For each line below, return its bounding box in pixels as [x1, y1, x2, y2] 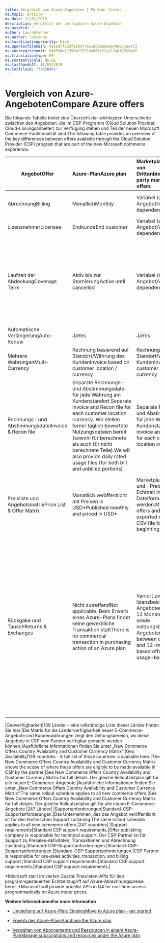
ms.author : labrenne [5, 35, 48, 40]
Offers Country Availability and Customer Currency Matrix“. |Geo [5, 748, 135, 754]
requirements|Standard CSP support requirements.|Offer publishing [5, 827, 142, 833]
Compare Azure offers [51, 99, 145, 110]
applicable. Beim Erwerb [72, 608, 129, 615]
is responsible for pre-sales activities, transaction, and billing [5, 853, 129, 859]
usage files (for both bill [72, 459, 127, 466]
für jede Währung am [72, 391, 121, 398]
